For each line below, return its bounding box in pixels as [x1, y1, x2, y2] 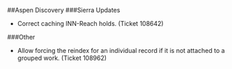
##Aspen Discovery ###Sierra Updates [7, 6, 121, 14]
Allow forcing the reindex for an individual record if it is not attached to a [17, 47, 225, 54]
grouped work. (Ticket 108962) [17, 54, 107, 62]
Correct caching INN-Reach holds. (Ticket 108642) [17, 20, 164, 27]
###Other [7, 33, 36, 41]
